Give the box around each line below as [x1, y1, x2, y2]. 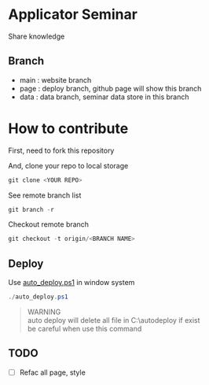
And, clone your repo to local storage [8, 161, 129, 170]
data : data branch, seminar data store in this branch [19, 92, 189, 102]
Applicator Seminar [8, 6, 137, 24]
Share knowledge [8, 31, 65, 41]
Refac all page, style [19, 368, 86, 377]
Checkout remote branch [8, 220, 89, 229]
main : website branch [19, 75, 92, 84]
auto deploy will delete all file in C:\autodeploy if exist [27, 316, 200, 324]
